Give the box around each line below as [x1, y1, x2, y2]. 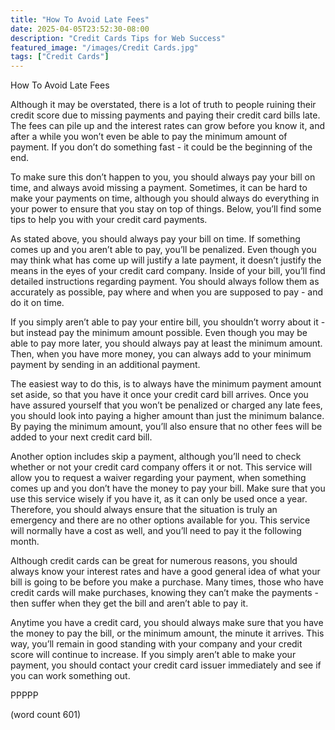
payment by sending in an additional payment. [10, 359, 201, 371]
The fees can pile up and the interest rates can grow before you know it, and [10, 120, 326, 132]
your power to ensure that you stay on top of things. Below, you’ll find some [10, 203, 322, 215]
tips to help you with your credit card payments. [10, 214, 208, 226]
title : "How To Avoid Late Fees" [10, 14, 150, 25]
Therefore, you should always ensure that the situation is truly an [10, 504, 278, 516]
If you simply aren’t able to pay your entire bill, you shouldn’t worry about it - [10, 316, 326, 328]
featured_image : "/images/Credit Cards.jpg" [10, 42, 199, 53]
